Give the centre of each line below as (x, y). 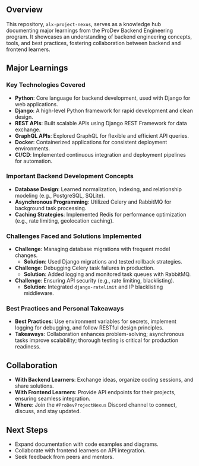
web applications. (36, 104)
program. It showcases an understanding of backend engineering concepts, (99, 37)
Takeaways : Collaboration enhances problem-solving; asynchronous (99, 334)
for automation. (33, 161)
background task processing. (50, 208)
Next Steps (27, 430)
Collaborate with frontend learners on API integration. (80, 451)
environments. (32, 148)
